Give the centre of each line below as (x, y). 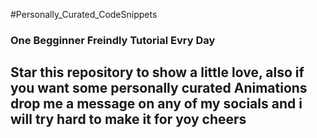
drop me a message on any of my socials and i (156, 104)
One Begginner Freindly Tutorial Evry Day (113, 40)
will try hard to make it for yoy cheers (128, 119)
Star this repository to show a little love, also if (157, 72)
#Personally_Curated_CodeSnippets (84, 14)
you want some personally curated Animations (159, 88)
